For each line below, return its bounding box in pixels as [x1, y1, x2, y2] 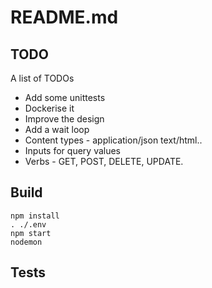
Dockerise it [24, 102, 75, 114]
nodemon [10, 237, 43, 247]
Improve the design [24, 113, 105, 125]
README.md [10, 6, 119, 29]
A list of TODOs [10, 72, 75, 84]
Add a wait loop [24, 124, 90, 135]
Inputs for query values [24, 145, 122, 156]
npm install [10, 211, 60, 221]
